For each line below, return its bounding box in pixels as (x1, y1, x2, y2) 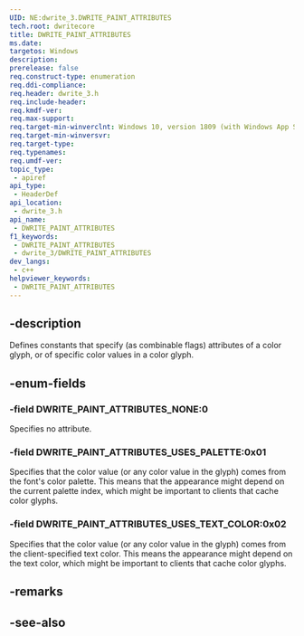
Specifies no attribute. (9, 423, 92, 434)
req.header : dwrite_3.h (9, 89, 100, 98)
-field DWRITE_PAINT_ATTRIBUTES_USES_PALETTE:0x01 (9, 446, 267, 459)
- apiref (13, 173, 47, 182)
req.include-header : (9, 97, 88, 107)
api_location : (9, 198, 63, 208)
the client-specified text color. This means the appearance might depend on (9, 548, 293, 559)
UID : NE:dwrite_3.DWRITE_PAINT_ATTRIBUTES (9, 13, 172, 23)
